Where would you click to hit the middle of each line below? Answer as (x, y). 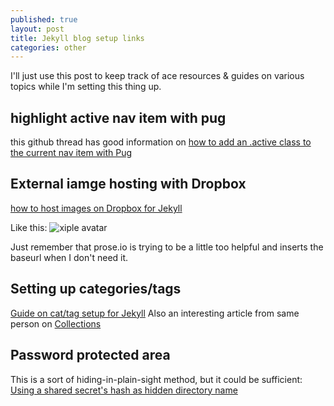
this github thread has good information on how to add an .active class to (161, 142)
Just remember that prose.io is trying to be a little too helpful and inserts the (167, 247)
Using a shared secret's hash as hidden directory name (124, 390)
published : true (44, 19)
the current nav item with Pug (71, 153)
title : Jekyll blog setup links (77, 38)
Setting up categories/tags (96, 289)
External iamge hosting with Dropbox (128, 184)
